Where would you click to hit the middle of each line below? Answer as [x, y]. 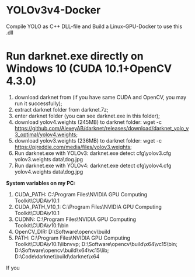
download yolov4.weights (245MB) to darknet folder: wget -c [88, 122]
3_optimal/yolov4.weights [45, 134]
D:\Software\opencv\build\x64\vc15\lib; [62, 250]
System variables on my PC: [41, 183]
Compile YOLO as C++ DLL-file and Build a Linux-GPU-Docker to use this [94, 26]
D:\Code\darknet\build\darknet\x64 [57, 256]
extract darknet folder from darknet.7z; [61, 109]
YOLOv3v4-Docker [53, 10]
